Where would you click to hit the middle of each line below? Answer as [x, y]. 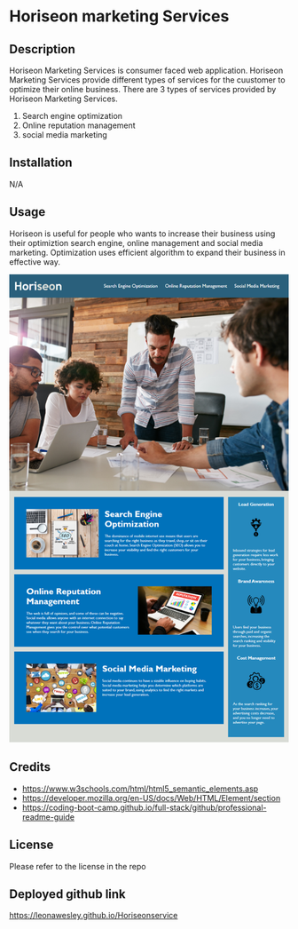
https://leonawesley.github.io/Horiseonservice [94, 916]
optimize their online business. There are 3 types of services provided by [143, 89]
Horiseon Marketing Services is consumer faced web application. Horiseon [146, 70]
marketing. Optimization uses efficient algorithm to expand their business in [147, 252]
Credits [30, 767]
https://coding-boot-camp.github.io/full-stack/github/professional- [144, 807]
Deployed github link [67, 894]
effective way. [35, 262]
